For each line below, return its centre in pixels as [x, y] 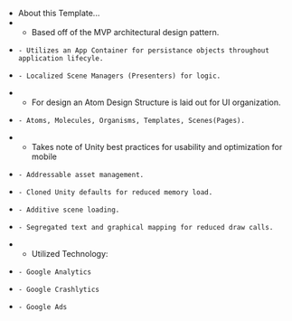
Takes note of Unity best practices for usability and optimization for [157, 147]
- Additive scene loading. [69, 210]
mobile [44, 156]
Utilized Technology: [70, 254]
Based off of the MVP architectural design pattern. [125, 32]
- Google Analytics [55, 272]
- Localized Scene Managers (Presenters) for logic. [119, 76]
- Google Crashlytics [58, 289]
